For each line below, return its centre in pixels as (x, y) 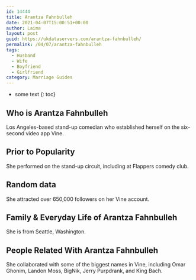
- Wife (20, 61)
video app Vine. (45, 133)
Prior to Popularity (41, 152)
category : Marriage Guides (39, 77)
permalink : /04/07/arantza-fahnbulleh (54, 45)
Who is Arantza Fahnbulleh (57, 113)
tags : (13, 50)
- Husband (23, 56)
